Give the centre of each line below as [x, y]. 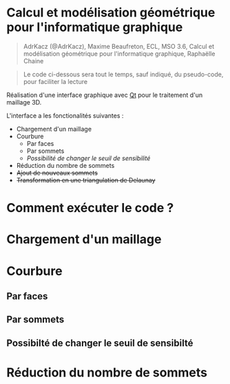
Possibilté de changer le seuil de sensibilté [100, 343]
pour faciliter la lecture [55, 81]
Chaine [33, 61]
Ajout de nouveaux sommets [57, 173]
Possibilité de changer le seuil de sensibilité [88, 158]
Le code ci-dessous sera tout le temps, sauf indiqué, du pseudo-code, [123, 74]
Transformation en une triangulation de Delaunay [86, 180]
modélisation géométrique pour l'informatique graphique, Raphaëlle [119, 54]
